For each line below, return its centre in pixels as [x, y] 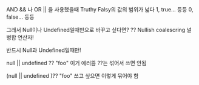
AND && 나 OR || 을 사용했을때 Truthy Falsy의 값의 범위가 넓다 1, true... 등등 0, [100, 9]
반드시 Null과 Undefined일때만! [44, 50]
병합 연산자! [20, 37]
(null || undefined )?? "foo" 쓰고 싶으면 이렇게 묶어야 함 [73, 76]
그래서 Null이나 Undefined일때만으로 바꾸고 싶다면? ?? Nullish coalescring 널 [99, 30]
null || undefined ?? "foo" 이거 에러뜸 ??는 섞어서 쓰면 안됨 [76, 63]
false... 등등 [20, 17]
